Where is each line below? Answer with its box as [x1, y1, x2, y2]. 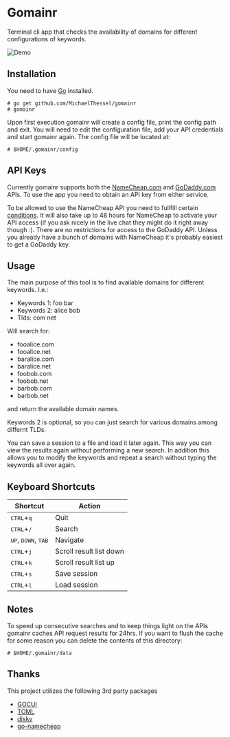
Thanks [7, 668, 41, 680]
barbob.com [16, 384, 53, 393]
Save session [54, 569, 98, 579]
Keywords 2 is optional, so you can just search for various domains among [7, 418, 218, 426]
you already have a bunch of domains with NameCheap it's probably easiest [7, 233, 223, 241]
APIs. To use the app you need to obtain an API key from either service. [7, 190, 209, 198]
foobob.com [16, 370, 52, 378]
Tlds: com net [16, 313, 56, 322]
